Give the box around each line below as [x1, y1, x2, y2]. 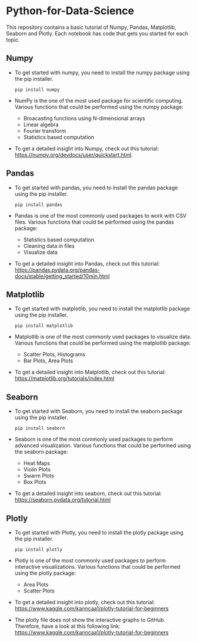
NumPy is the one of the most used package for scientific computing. [14, 97, 183, 104]
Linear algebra [23, 121, 59, 128]
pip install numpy [14, 87, 60, 93]
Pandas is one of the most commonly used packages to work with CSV [14, 212, 187, 219]
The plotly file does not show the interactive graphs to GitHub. [14, 617, 166, 623]
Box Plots [23, 479, 46, 486]
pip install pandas [14, 202, 63, 208]
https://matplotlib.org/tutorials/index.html [14, 375, 115, 382]
